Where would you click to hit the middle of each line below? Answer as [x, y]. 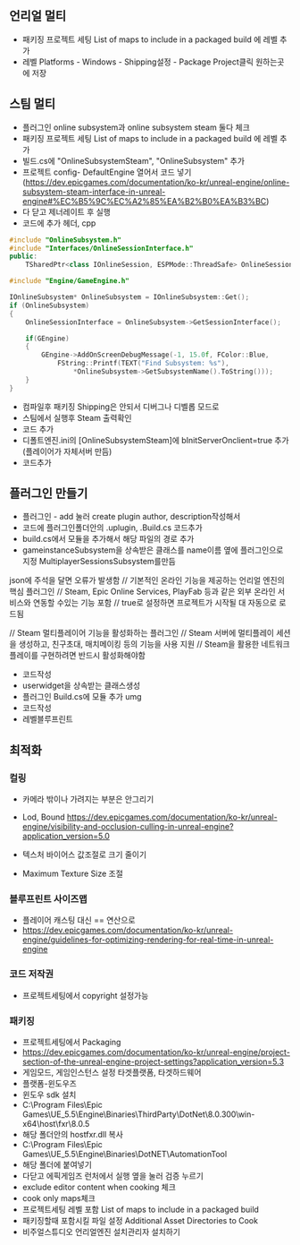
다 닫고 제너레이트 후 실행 [67, 211]
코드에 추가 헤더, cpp [59, 223]
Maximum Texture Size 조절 [72, 874]
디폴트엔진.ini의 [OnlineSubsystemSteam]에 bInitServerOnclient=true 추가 [155, 440]
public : [24, 257]
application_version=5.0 [66, 837]
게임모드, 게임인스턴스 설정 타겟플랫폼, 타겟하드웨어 [112, 1072]
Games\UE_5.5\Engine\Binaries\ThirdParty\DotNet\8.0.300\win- [138, 1114]
